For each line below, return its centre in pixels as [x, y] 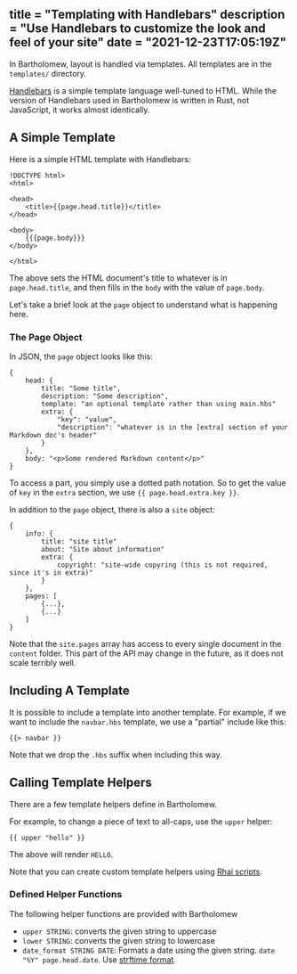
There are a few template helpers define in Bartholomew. [113, 804]
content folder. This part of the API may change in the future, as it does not [146, 653]
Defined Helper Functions [66, 895]
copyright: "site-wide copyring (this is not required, [162, 565]
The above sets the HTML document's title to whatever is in [119, 278]
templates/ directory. [48, 73]
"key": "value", [87, 419]
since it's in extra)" [51, 573]
